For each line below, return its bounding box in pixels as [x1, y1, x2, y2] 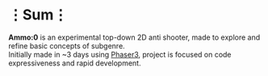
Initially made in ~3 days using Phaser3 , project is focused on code [8, 49, 232, 59]
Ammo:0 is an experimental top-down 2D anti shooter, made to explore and [8, 32, 261, 42]
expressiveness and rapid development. [8, 58, 141, 68]
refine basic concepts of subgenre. [8, 40, 125, 50]
